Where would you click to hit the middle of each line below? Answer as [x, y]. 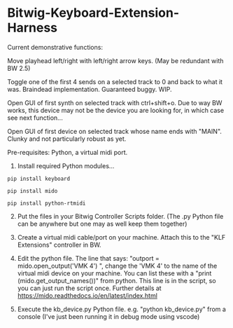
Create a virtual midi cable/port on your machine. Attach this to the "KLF [121, 237]
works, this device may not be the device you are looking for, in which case [116, 110]
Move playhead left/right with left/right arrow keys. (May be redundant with [115, 60]
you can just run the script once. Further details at [90, 288]
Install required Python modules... [66, 165]
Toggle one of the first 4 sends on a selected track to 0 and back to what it [115, 81]
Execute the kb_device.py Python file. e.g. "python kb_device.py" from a [121, 309]
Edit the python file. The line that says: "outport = [88, 258]
